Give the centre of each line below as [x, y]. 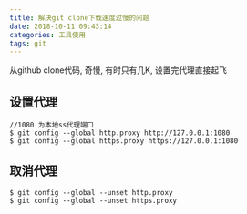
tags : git [28, 43]
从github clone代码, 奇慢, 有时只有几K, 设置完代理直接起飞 [118, 70]
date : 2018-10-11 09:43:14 [61, 26]
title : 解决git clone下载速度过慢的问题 [80, 18]
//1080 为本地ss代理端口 [51, 125]
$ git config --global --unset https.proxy [93, 200]
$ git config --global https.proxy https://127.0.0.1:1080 [124, 141]
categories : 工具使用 [48, 35]
